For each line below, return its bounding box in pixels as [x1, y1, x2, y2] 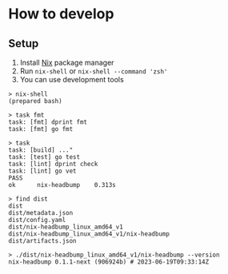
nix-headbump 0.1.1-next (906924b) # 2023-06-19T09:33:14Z [8, 258, 210, 266]
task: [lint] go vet [8, 167, 78, 175]
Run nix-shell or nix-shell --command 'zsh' [19, 66, 168, 76]
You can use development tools [19, 75, 124, 84]
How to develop [8, 5, 114, 23]
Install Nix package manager [19, 58, 114, 67]
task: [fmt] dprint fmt [8, 118, 88, 126]
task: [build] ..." [8, 146, 74, 154]
